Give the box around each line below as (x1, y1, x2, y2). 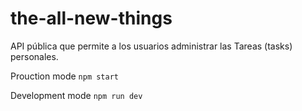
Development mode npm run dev (10, 89, 143, 101)
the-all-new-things (10, 7, 173, 30)
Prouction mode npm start (10, 70, 119, 82)
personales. (10, 50, 59, 62)
